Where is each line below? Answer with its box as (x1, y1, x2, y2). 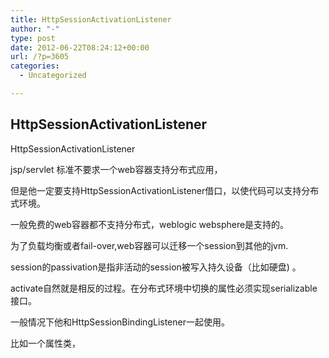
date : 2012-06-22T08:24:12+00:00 (10, 42, 150, 53)
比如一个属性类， (10, 337, 81, 349)
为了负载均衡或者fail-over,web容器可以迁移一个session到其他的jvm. (10, 239, 289, 251)
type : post (10, 33, 56, 43)
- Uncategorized (19, 71, 87, 81)
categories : (10, 61, 60, 71)
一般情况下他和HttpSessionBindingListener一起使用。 (10, 316, 230, 328)
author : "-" (10, 24, 60, 34)
